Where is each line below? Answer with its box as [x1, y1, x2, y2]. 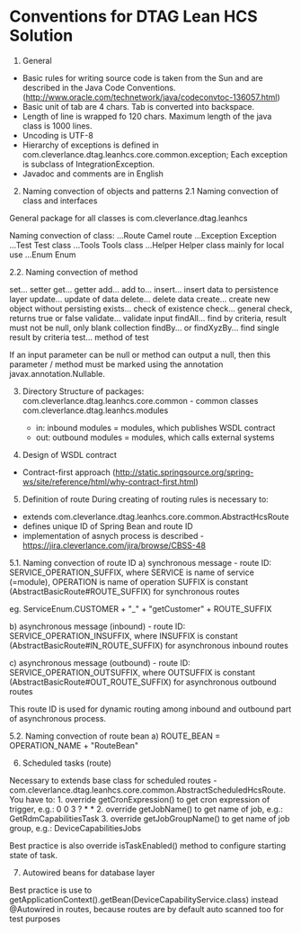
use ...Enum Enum [9, 249, 76, 260]
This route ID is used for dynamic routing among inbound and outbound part [9, 704, 292, 714]
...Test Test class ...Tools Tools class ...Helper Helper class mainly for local [9, 239, 285, 250]
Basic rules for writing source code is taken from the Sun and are [22, 72, 263, 83]
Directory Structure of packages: [22, 385, 145, 397]
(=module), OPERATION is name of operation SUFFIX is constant [9, 576, 249, 587]
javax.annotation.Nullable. [9, 368, 105, 379]
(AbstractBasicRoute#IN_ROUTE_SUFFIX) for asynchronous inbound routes [9, 640, 289, 650]
